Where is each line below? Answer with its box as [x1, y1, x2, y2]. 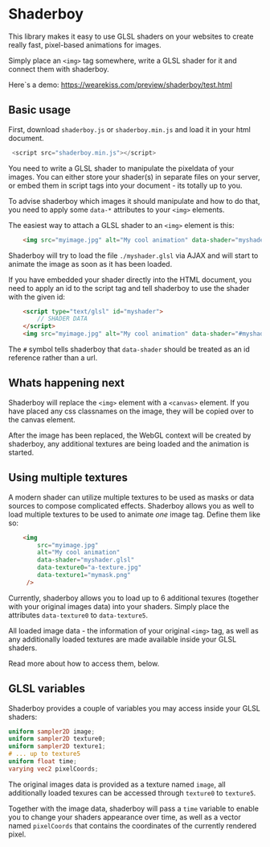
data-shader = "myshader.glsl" [37, 556, 135, 564]
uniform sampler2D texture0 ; [8, 735, 106, 743]
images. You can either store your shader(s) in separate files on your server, [8, 172, 260, 181]
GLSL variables [8, 682, 86, 695]
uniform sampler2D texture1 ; [8, 742, 106, 750]
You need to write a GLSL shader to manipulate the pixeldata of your [8, 163, 235, 173]
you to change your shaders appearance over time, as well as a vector [8, 812, 241, 822]
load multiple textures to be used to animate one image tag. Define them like [8, 509, 261, 519]
